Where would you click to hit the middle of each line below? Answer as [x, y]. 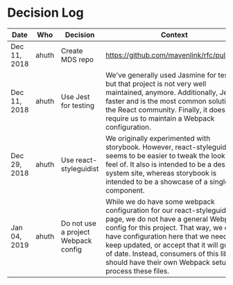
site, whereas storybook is [174, 173]
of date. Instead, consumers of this [162, 253]
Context [174, 35]
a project [76, 232]
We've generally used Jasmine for [161, 75]
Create [72, 51]
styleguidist [80, 169]
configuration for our [139, 210]
